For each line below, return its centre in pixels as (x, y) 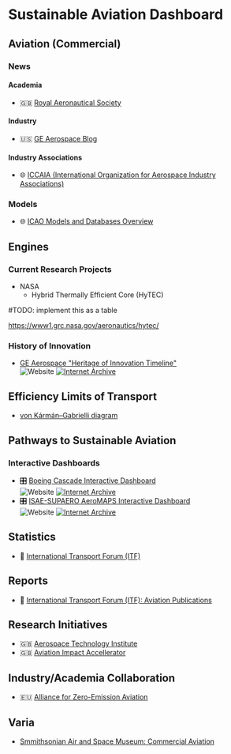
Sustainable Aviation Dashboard (115, 15)
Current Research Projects (60, 269)
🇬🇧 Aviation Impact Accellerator (73, 653)
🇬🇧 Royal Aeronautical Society (71, 102)
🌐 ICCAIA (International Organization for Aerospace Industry (117, 175)
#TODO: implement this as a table (63, 311)
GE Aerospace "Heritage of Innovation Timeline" (98, 363)
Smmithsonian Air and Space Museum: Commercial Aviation (117, 741)
